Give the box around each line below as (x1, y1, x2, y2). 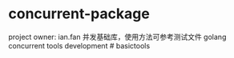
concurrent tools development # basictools (8, 41, 151, 50)
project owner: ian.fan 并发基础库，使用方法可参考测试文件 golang (8, 32, 227, 41)
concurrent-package (8, 5, 150, 23)
